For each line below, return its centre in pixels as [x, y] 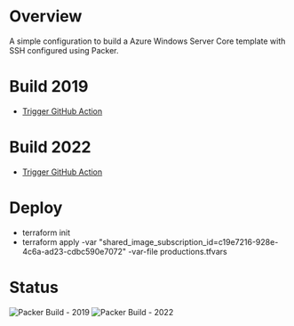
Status [34, 287]
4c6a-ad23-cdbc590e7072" [74, 251]
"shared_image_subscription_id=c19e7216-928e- [189, 241]
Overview [46, 16]
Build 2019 [49, 87]
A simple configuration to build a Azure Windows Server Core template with [147, 41]
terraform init [46, 232]
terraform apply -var [60, 241]
